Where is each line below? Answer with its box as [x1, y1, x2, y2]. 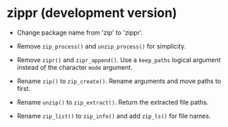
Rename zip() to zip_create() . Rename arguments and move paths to [16, 76, 222, 85]
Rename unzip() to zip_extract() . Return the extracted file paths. [16, 97, 209, 107]
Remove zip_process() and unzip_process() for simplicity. [16, 42, 186, 50]
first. [16, 84, 31, 92]
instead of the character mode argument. [16, 63, 133, 71]
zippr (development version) [6, 5, 177, 21]
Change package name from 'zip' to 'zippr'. [16, 28, 143, 37]
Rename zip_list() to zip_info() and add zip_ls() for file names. [16, 111, 211, 120]
